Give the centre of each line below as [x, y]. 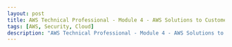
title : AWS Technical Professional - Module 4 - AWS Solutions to [105, 20]
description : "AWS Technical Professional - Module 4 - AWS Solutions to [116, 33]
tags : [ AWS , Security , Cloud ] [51, 26]
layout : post [26, 13]
